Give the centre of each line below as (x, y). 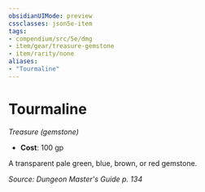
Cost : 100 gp (42, 147)
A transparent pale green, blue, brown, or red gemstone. (103, 163)
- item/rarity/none (41, 54)
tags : (17, 31)
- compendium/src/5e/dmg (50, 39)
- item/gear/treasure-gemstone (61, 46)
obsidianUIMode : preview (50, 16)
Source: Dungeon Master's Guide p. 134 (76, 179)
